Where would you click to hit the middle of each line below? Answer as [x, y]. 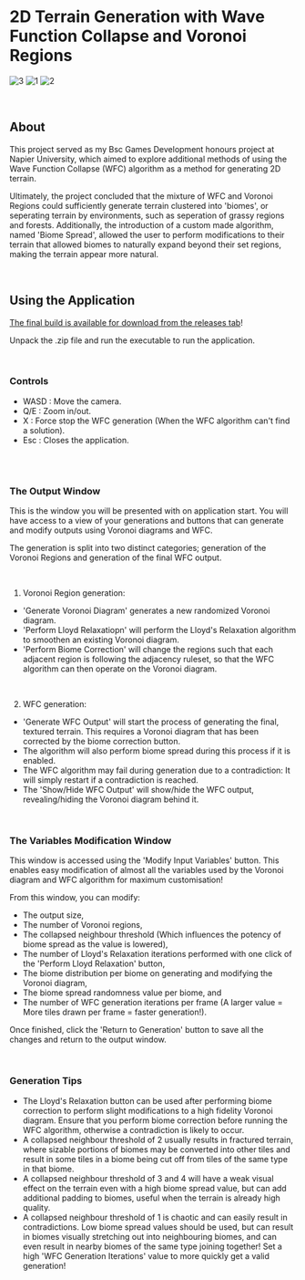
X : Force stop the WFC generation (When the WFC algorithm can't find [156, 421]
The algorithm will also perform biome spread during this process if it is [157, 751]
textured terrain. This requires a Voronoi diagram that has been [141, 732]
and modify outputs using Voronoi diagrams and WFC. [111, 530]
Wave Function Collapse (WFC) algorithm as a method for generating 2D [145, 168]
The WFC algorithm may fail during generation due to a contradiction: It [157, 770]
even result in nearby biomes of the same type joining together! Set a [152, 1246]
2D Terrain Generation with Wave [137, 17]
